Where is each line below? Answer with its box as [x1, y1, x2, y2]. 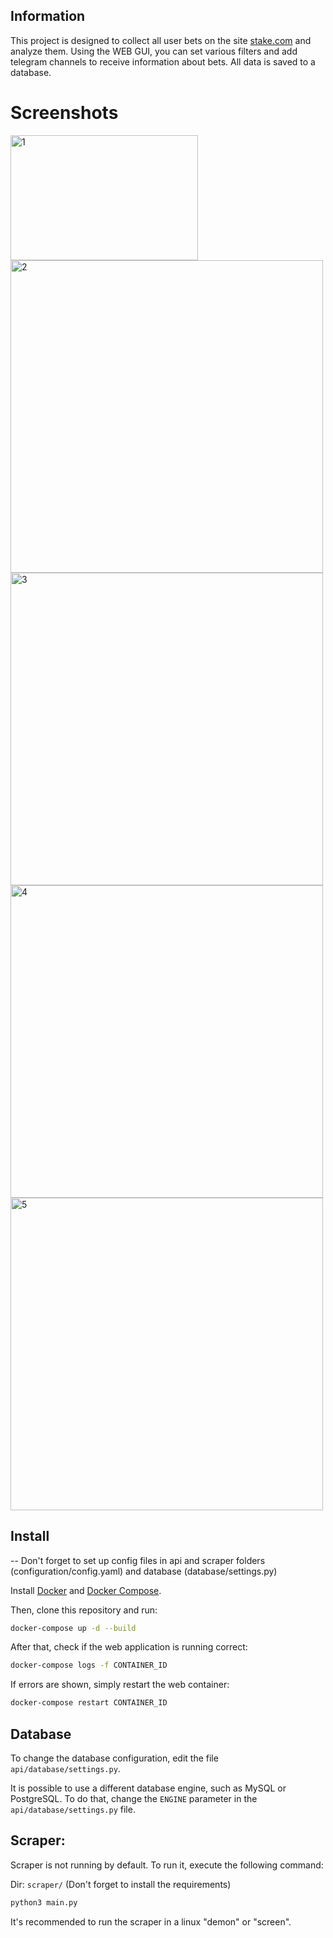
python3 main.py [10, 1897, 78, 1908]
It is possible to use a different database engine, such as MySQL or [10, 1782, 287, 1794]
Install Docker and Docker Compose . [10, 1584, 162, 1596]
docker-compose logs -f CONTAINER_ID [10, 1660, 168, 1671]
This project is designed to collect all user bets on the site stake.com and [10, 34, 312, 46]
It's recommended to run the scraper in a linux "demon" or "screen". [10, 1915, 292, 1928]
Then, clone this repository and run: [10, 1604, 158, 1616]
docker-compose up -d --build [10, 1623, 137, 1633]
